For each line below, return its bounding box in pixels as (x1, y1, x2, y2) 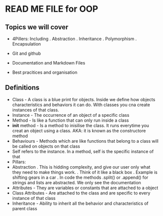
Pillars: (12, 159, 26, 165)
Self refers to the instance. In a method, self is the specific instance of (12, 148, 154, 154)
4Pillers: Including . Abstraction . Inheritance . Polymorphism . (12, 36, 137, 42)
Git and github (12, 50, 41, 56)
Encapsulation (12, 41, 41, 47)
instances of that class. (12, 107, 59, 113)
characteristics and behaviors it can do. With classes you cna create (12, 102, 150, 108)
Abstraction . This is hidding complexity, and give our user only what (12, 164, 151, 170)
